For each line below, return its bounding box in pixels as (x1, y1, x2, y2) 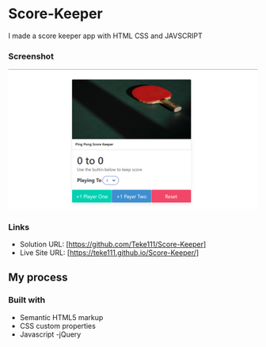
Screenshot (8, 51, 54, 62)
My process (8, 271, 68, 284)
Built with (8, 295, 46, 306)
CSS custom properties (19, 321, 97, 330)
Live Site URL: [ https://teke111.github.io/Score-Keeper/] (19, 248, 199, 257)
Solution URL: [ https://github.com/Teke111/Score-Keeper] (19, 239, 207, 250)
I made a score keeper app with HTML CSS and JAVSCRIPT (8, 31, 203, 40)
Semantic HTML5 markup (19, 312, 104, 322)
